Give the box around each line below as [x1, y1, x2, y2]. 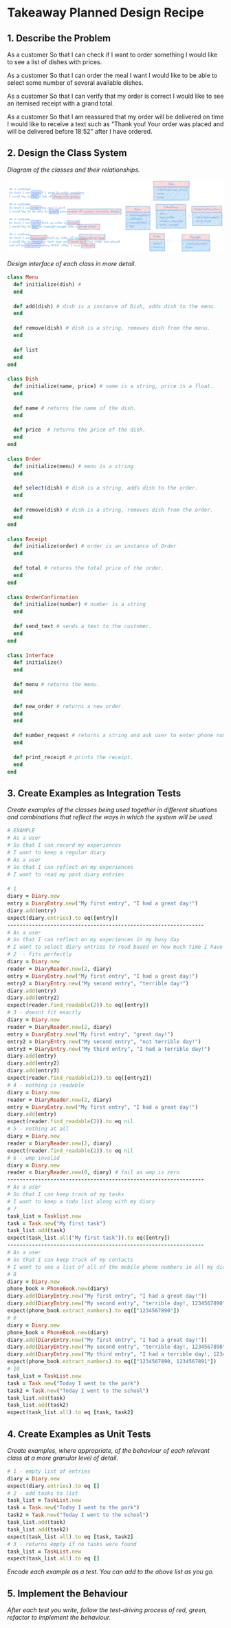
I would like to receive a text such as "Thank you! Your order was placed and [7, 120, 224, 128]
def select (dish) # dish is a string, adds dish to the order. [13, 485, 198, 492]
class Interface [7, 652, 54, 659]
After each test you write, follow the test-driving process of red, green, [7, 1606, 208, 1614]
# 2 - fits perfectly [7, 951, 72, 958]
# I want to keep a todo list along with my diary [7, 1198, 155, 1205]
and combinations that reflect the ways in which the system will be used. [7, 813, 214, 821]
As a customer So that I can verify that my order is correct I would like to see [7, 92, 224, 100]
